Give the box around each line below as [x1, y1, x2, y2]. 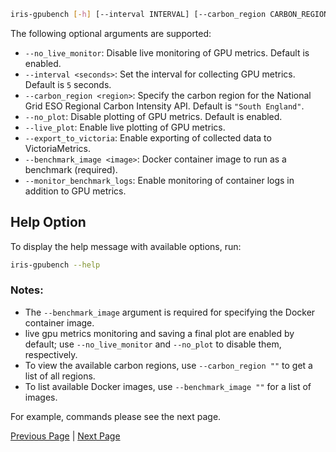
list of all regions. [24, 370, 96, 382]
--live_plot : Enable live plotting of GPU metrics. [24, 121, 226, 133]
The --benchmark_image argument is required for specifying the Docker [24, 306, 316, 318]
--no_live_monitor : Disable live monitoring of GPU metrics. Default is [24, 46, 310, 59]
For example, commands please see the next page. [10, 410, 222, 422]
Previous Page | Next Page [10, 430, 121, 442]
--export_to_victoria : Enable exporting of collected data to [24, 131, 272, 144]
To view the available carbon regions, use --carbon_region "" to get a [24, 359, 313, 371]
